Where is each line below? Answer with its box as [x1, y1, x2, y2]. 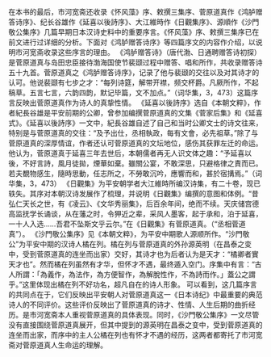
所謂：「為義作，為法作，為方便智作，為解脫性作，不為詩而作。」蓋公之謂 [15, 270, 256, 279]
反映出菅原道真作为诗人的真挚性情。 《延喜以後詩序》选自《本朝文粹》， [15, 98, 254, 107]
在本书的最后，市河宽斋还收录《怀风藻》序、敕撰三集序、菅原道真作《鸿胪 [8, 7, 256, 16]
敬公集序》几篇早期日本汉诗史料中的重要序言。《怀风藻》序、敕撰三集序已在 [8, 27, 260, 36]
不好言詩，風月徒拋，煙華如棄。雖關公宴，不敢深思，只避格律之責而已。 [22, 158, 263, 168]
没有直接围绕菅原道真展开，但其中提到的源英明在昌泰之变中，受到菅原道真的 [8, 320, 263, 330]
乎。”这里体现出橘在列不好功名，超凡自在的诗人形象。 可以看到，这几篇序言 [8, 279, 258, 289]
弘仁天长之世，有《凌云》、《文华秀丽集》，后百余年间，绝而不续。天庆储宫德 [8, 199, 260, 208]
